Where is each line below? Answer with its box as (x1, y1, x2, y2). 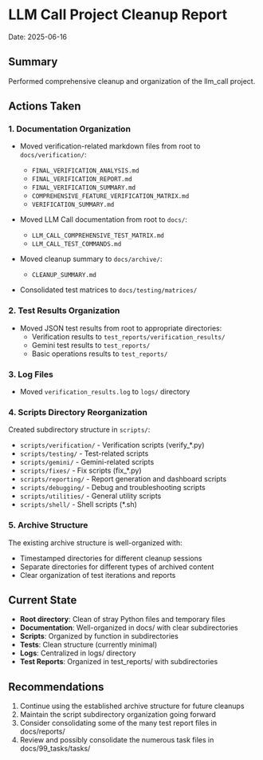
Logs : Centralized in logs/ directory (19, 648, 137, 658)
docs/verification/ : (19, 150, 87, 160)
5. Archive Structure (8, 520, 88, 531)
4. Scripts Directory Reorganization (8, 406, 148, 418)
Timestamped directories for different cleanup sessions (19, 553, 202, 563)
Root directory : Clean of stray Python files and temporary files (19, 615, 226, 624)
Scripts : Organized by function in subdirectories (19, 631, 179, 641)
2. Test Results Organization (8, 305, 120, 316)
